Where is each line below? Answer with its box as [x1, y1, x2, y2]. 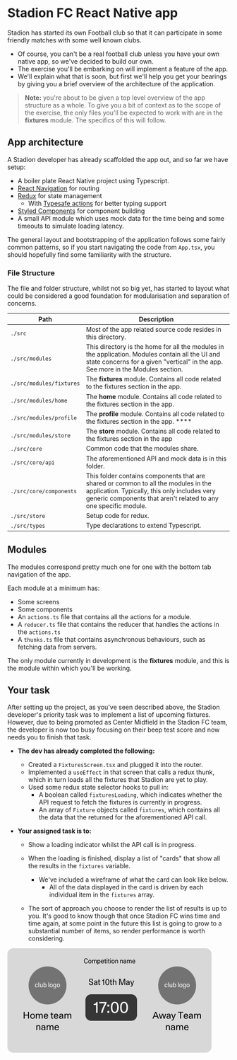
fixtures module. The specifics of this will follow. [24, 115, 166, 125]
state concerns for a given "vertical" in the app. [85, 357, 224, 366]
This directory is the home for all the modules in [85, 342, 224, 351]
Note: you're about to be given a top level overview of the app [24, 93, 206, 102]
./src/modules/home [10, 398, 68, 405]
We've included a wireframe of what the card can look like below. [38, 875, 229, 884]
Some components [17, 605, 73, 613]
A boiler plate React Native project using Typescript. [17, 176, 169, 185]
